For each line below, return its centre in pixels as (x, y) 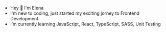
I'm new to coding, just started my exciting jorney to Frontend (75, 13)
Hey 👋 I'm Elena (27, 8)
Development (24, 19)
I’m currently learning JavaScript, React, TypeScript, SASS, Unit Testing (85, 24)
